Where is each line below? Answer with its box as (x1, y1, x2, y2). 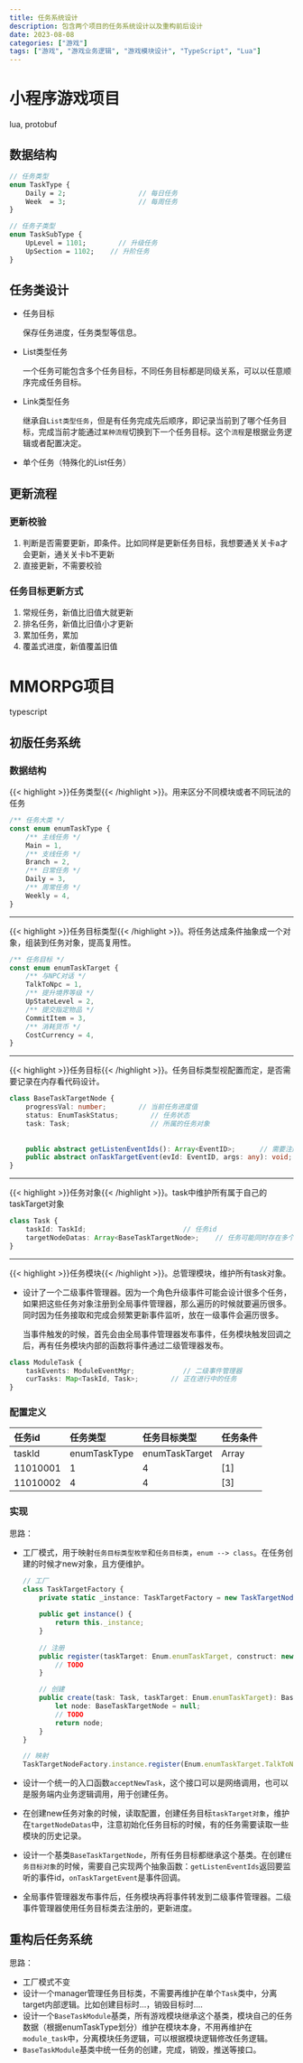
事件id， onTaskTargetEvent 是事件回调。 (38, 1872, 186, 1883)
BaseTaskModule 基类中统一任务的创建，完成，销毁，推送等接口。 (22, 2044, 262, 2055)
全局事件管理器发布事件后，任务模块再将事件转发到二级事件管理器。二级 (22, 1891, 291, 1902)
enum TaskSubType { (9, 230, 83, 239)
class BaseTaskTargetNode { (9, 1094, 115, 1103)
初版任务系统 (9, 735, 81, 750)
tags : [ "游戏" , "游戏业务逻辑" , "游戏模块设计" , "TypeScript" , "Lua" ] (9, 47, 262, 56)
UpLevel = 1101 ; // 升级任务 (25, 238, 158, 247)
